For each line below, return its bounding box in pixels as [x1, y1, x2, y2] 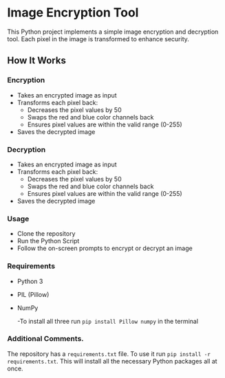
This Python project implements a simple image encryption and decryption [7, 27, 219, 36]
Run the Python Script [17, 237, 80, 245]
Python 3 [17, 277, 43, 285]
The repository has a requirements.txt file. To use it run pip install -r [7, 349, 211, 358]
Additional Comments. [7, 334, 84, 344]
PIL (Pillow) [17, 290, 50, 298]
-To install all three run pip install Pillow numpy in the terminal [17, 317, 198, 325]
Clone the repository [17, 230, 76, 238]
